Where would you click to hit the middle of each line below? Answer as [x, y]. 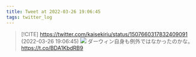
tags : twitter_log [29, 17]
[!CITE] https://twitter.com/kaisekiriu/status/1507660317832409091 [104, 34]
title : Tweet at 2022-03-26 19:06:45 [54, 12]
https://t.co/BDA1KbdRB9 [52, 47]
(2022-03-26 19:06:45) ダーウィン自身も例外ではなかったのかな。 [107, 41]
